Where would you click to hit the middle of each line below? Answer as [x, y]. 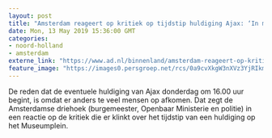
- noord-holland [36, 46]
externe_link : [32, 61]
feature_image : [34, 69]
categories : [28, 38]
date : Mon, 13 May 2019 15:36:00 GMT [72, 31]
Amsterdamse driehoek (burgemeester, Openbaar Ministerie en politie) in [130, 108]
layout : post [30, 16]
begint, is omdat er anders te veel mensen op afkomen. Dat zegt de [121, 100]
